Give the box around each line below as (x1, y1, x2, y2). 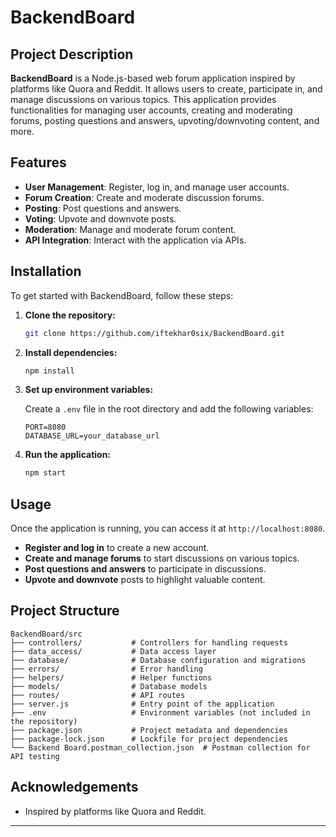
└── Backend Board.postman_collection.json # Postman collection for (10, 742, 311, 753)
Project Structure (10, 602, 120, 620)
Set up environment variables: (24, 384, 154, 396)
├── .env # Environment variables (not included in (10, 707, 311, 718)
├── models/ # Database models (10, 681, 208, 691)
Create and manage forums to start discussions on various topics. (24, 552, 300, 565)
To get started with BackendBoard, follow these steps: (10, 289, 234, 301)
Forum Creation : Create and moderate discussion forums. (24, 191, 265, 203)
